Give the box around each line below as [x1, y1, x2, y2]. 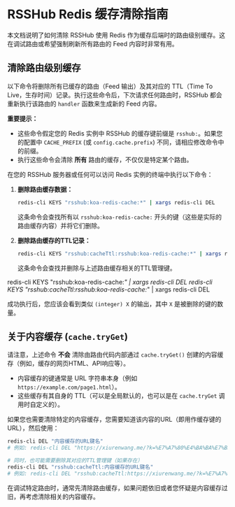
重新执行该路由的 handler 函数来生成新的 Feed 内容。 [7, 99, 161, 108]
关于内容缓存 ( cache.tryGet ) [7, 330, 128, 343]
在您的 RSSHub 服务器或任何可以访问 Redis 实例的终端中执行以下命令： [7, 170, 213, 178]
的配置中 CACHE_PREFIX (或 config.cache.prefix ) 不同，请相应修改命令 [17, 138, 218, 146]
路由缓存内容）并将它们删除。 [17, 221, 104, 229]
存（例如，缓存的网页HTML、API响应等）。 [7, 359, 130, 368]
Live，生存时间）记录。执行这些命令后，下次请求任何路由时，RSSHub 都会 [7, 90, 222, 99]
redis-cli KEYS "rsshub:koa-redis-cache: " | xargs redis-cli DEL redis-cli [7, 278, 213, 286]
